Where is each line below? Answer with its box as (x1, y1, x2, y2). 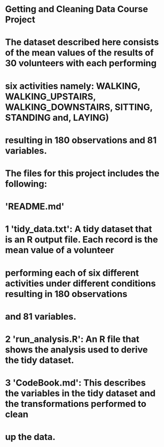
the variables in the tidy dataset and (5, 388, 156, 399)
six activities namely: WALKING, (5, 80, 141, 92)
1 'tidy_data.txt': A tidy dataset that (5, 224, 152, 235)
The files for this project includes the (5, 167, 160, 179)
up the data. (5, 432, 56, 443)
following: (5, 178, 47, 189)
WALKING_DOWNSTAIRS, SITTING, (5, 101, 153, 112)
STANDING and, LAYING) (5, 112, 109, 123)
